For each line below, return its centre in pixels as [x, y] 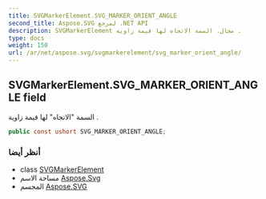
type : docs [26, 38]
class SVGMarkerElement [62, 169]
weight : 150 [28, 46]
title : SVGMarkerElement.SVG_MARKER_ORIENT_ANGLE [93, 16]
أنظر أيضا [24, 152]
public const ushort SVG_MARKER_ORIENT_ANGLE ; [87, 131]
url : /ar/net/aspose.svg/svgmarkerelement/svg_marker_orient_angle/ [125, 53]
